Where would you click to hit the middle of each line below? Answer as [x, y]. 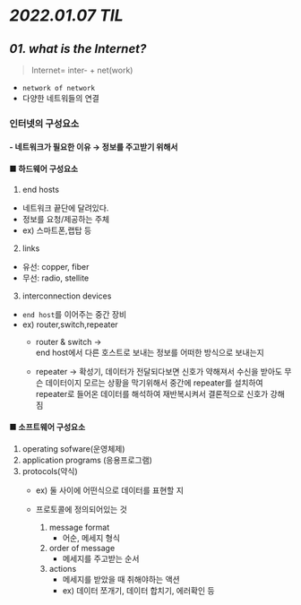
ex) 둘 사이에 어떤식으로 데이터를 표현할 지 [109, 490]
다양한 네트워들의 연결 [61, 98]
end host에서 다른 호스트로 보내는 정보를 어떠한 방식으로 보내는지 [150, 352]
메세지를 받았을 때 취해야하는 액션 [121, 579]
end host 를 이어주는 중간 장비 [74, 314]
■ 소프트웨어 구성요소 [47, 428]
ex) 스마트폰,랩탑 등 [57, 230]
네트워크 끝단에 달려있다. [65, 208]
